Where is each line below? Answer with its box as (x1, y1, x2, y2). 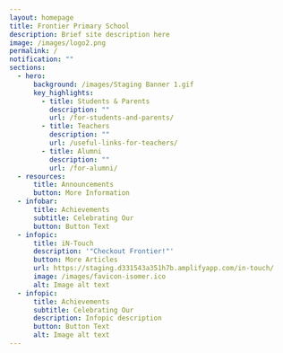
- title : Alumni (41, 146, 102, 155)
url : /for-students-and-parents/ (48, 113, 175, 122)
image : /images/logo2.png (9, 38, 106, 48)
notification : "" (9, 55, 74, 64)
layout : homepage (9, 13, 74, 22)
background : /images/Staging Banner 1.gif (32, 80, 194, 89)
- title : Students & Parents (41, 96, 150, 106)
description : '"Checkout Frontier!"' (32, 247, 175, 256)
